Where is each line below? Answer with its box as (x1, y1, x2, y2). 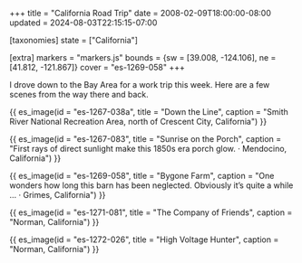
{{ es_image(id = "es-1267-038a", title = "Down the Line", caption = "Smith (9, 107, 288, 117)
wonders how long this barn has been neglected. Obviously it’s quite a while (9, 180, 294, 191)
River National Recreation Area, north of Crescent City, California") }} (9, 117, 268, 127)
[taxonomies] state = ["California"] (9, 35, 139, 45)
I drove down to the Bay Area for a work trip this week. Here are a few (9, 80, 270, 89)
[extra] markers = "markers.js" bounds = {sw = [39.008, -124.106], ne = (9, 52, 277, 62)
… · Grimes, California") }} (9, 190, 106, 200)
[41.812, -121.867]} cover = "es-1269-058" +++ (9, 62, 186, 72)
